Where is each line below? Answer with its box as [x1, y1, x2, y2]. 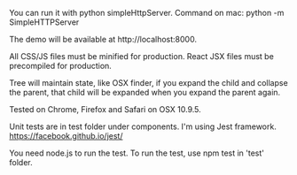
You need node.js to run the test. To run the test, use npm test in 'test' [9, 148, 264, 158]
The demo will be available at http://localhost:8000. [9, 34, 198, 44]
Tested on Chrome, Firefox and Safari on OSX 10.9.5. [9, 104, 201, 114]
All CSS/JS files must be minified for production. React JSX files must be [9, 51, 275, 61]
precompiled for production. [9, 61, 113, 71]
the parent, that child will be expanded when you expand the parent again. [9, 87, 281, 97]
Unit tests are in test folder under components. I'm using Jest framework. [9, 121, 277, 132]
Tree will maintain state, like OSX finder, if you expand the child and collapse [9, 78, 288, 87]
